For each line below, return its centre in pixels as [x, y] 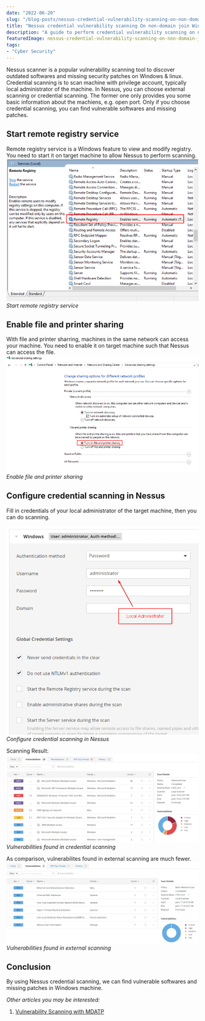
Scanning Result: [27, 751]
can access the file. [31, 352]
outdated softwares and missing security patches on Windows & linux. [95, 76]
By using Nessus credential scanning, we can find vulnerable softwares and [102, 981]
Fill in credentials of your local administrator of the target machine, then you [102, 510]
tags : [13, 45]
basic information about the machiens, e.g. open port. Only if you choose [98, 102]
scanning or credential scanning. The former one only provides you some [99, 95]
